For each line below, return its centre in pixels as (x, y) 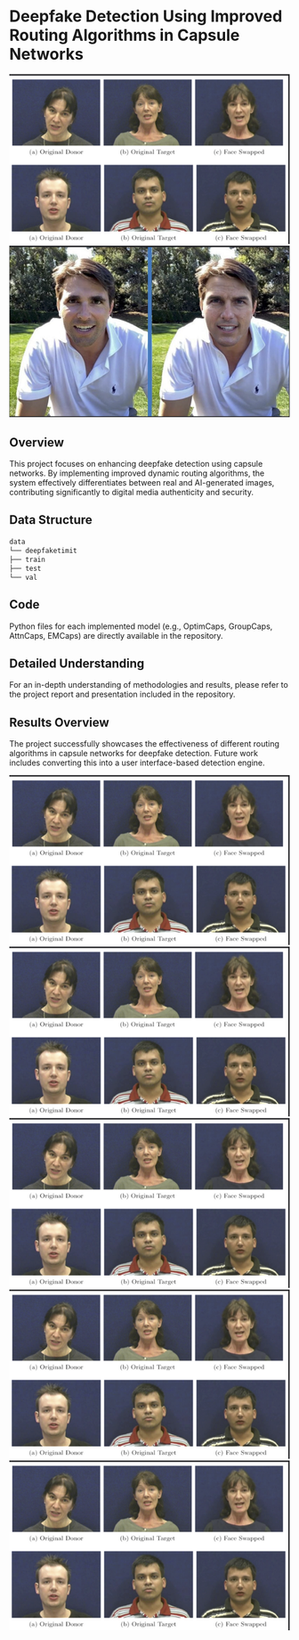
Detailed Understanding (77, 663)
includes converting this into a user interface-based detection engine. (137, 763)
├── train (28, 559)
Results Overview (59, 722)
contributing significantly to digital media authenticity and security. (131, 492)
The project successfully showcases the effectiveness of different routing (145, 744)
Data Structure (51, 520)
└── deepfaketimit (43, 551)
